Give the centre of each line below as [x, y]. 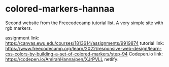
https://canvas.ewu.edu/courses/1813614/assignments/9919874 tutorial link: [85, 43]
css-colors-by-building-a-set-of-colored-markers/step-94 [66, 54]
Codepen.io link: [146, 54]
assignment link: [22, 38]
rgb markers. [19, 28]
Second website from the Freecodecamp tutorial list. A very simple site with [84, 23]
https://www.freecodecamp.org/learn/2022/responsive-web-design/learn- [83, 48]
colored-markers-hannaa [60, 9]
